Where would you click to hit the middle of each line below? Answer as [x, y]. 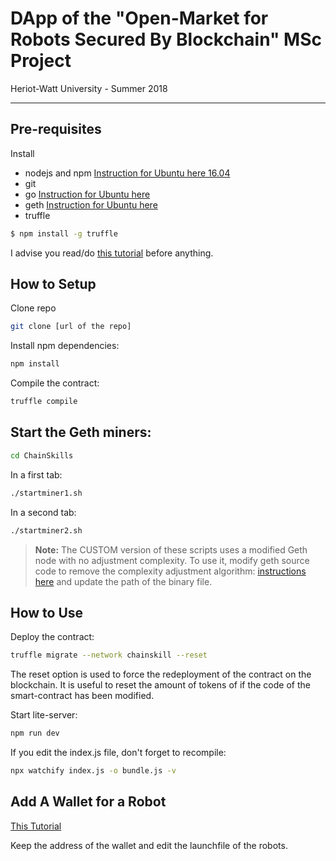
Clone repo [33, 308]
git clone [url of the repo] [71, 327]
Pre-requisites [56, 129]
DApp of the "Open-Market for [139, 18]
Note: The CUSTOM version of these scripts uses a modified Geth [171, 549]
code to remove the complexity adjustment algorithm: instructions [170, 571]
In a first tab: [36, 474]
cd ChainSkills [42, 455]
